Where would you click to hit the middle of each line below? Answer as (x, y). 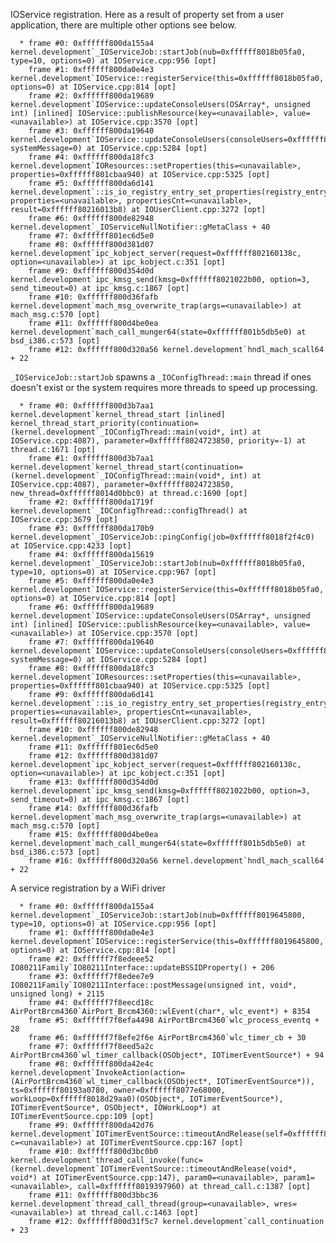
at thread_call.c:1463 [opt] (138, 1213)
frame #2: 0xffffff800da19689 (91, 96)
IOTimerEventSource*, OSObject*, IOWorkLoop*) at (116, 1108)
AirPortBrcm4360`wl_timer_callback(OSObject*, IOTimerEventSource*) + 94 (167, 1055)
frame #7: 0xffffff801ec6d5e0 (91, 236)
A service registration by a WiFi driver (88, 888)
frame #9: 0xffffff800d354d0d (91, 271)
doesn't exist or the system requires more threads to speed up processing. (164, 387)
